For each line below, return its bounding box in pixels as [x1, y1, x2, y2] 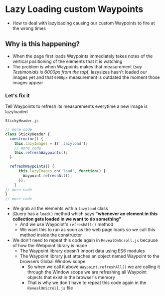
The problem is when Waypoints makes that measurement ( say [12, 63, 142, 69]
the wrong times [12, 25, 46, 31]
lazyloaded [5, 109, 28, 115]
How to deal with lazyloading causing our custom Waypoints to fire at [12, 20, 156, 26]
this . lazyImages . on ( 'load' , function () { [18, 169, 106, 174]
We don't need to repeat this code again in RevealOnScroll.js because [12, 237, 158, 243]
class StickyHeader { [5, 131, 50, 137]
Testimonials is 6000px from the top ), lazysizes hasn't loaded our [12, 69, 147, 75]
